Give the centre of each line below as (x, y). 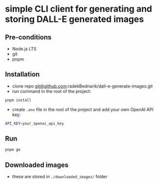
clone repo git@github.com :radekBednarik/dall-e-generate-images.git (82, 86)
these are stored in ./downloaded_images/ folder (60, 177)
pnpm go (13, 150)
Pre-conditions (28, 37)
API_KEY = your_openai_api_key (35, 123)
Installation (22, 75)
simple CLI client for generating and (79, 9)
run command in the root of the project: (52, 91)
